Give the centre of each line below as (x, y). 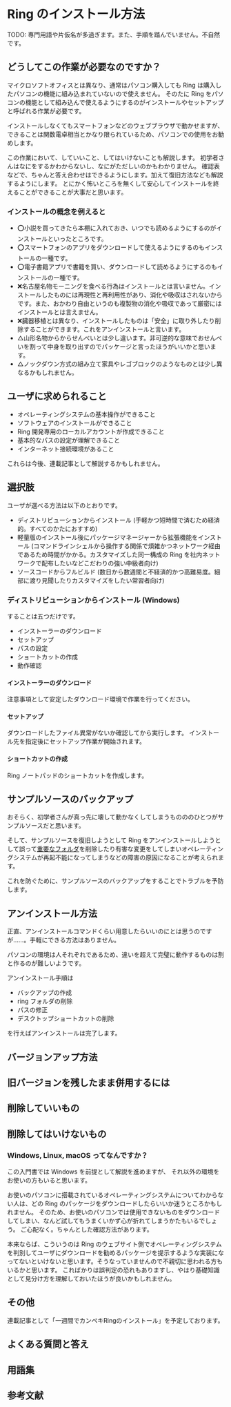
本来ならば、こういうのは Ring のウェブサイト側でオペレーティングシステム (114, 1244)
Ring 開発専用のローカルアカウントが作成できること (91, 431)
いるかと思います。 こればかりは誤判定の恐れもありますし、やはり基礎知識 (113, 1270)
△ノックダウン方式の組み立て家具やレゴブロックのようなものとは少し (117, 364)
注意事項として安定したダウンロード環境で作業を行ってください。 (101, 699)
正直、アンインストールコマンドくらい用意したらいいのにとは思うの (103, 931)
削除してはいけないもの (57, 1134)
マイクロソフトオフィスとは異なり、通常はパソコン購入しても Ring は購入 (111, 85)
